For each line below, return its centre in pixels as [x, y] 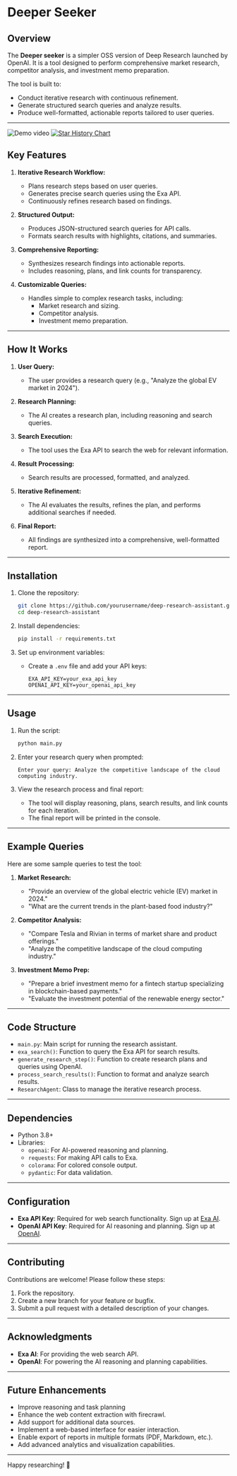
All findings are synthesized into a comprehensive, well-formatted [124, 539]
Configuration [39, 1202]
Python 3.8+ [36, 1135]
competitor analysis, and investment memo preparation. [89, 70]
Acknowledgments [50, 1337]
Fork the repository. [46, 1293]
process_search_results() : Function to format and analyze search [113, 1074]
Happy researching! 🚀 [39, 1465]
